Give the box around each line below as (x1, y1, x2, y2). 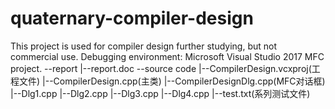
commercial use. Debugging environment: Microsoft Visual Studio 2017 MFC (10, 50, 325, 62)
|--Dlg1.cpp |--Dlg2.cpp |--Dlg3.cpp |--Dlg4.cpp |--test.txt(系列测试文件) (10, 87, 311, 99)
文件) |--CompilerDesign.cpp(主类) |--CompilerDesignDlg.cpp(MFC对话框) (18, 75, 326, 87)
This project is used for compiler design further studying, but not (10, 40, 277, 52)
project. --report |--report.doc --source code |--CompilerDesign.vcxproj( (10, 62, 312, 74)
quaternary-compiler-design (10, 7, 254, 30)
